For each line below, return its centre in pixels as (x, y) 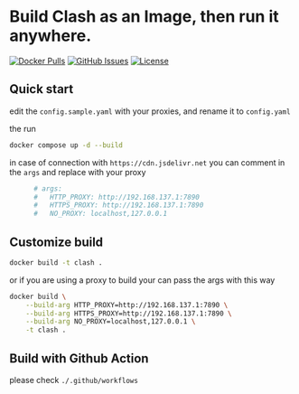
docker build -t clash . (56, 263)
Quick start (42, 89)
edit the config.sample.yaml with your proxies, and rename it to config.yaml (150, 111)
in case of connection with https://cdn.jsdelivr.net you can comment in (147, 162)
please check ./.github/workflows (74, 380)
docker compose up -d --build (66, 145)
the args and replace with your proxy (78, 172)
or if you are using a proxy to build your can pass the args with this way (142, 280)
